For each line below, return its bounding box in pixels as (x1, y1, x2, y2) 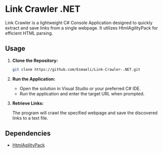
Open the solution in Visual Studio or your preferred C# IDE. (19, 85, 141, 92)
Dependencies (5, 129, 51, 138)
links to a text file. (12, 115, 48, 121)
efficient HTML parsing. (5, 30, 53, 36)
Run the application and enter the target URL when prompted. (19, 91, 145, 96)
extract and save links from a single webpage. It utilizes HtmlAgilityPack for (5, 25, 158, 31)
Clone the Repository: (12, 58, 58, 63)
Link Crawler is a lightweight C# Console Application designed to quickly (5, 20, 153, 26)
